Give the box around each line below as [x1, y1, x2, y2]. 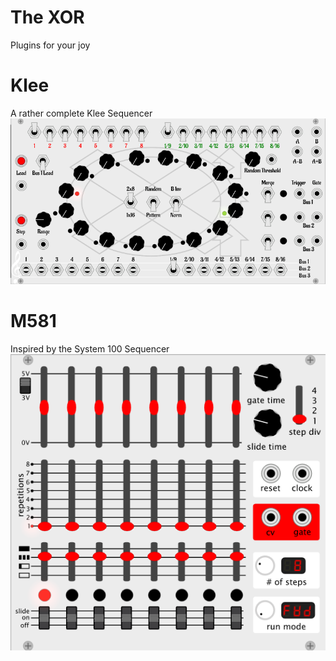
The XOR [10, 6, 85, 29]
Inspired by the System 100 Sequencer [10, 342, 170, 355]
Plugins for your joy [10, 39, 91, 51]
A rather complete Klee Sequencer [10, 107, 153, 119]
